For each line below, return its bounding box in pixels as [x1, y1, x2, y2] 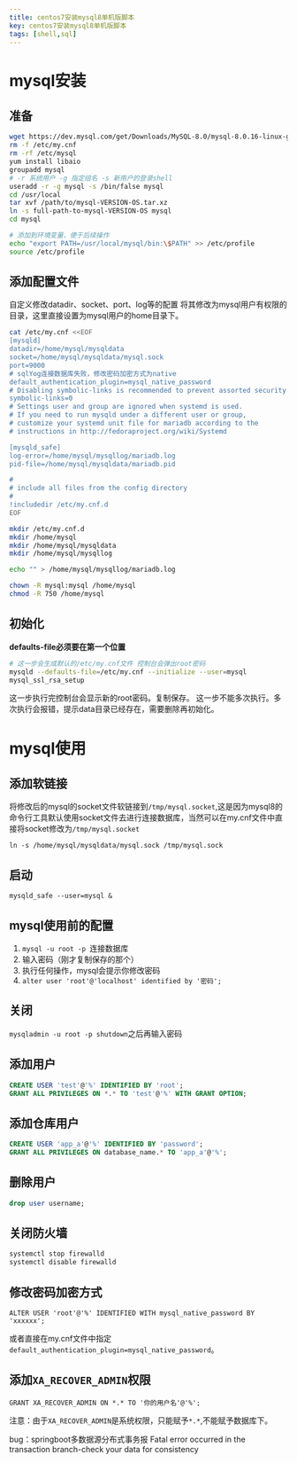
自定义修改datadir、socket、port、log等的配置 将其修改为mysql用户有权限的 [9, 299, 287, 310]
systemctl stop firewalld [9, 1249, 104, 1259]
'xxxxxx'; [9, 1317, 46, 1326]
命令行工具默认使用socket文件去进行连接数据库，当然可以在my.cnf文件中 [9, 812, 276, 823]
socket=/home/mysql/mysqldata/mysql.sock [9, 353, 164, 362]
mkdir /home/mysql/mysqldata [9, 541, 117, 550]
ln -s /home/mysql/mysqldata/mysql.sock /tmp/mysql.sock [9, 841, 224, 850]
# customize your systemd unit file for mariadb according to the [9, 419, 259, 428]
